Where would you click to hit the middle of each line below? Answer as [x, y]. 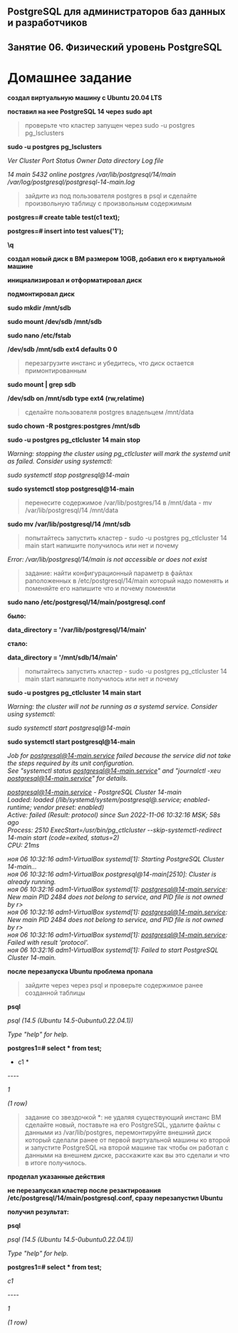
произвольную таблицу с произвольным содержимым [108, 203]
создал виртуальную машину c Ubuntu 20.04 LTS [85, 97]
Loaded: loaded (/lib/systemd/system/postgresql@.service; [94, 799]
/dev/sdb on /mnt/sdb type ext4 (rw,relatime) [76, 398]
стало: [18, 643]
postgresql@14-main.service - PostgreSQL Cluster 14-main [94, 792]
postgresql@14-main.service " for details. [68, 778]
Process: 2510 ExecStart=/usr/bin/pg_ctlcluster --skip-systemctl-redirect [115, 830]
